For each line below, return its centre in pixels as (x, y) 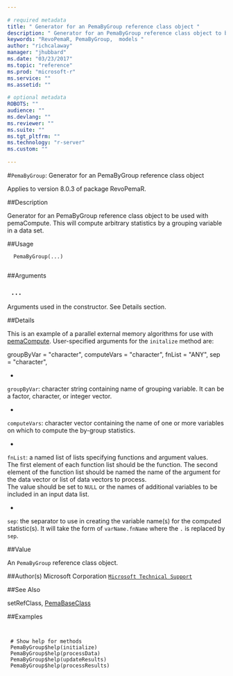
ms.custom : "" (28, 149)
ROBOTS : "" (23, 104)
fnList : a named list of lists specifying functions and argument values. (107, 457)
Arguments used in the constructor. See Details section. (87, 307)
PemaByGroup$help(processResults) (60, 666)
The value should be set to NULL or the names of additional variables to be (112, 487)
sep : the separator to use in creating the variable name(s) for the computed (114, 521)
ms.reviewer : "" (31, 123)
